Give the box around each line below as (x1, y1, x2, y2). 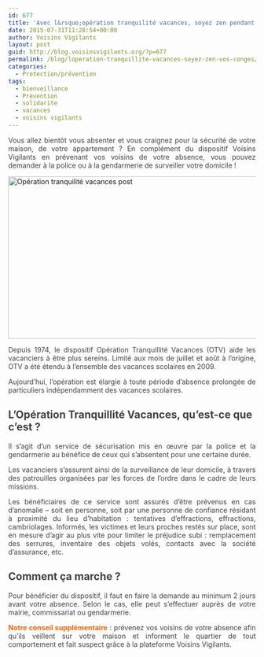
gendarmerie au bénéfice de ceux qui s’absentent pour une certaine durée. (8, 449, 251, 459)
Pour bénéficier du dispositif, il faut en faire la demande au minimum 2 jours (8, 591, 256, 600)
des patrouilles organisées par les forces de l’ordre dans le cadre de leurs (8, 473, 256, 482)
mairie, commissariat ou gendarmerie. (8, 607, 131, 617)
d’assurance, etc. (8, 547, 64, 556)
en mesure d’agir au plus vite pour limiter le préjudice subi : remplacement (8, 530, 256, 540)
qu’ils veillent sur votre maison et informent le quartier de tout (8, 631, 256, 640)
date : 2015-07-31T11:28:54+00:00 (8, 26, 118, 34)
